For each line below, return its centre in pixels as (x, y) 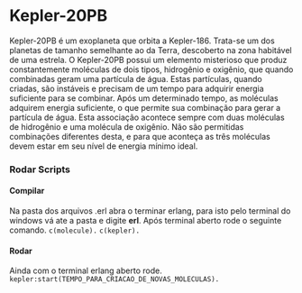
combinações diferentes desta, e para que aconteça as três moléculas (140, 136)
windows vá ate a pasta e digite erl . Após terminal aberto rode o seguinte (146, 221)
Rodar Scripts (40, 169)
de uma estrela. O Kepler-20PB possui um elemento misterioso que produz (148, 60)
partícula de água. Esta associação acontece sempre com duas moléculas (147, 117)
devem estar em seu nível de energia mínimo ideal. (104, 146)
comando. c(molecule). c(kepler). (75, 230)
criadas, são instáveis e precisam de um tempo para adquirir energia (137, 88)
